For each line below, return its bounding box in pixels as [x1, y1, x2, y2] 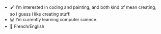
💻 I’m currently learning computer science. [9, 17, 98, 22]
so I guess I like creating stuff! [9, 11, 71, 17]
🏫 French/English [9, 23, 45, 29]
